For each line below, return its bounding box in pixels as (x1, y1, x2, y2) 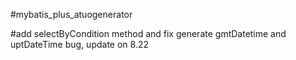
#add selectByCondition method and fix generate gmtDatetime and (10, 28, 287, 39)
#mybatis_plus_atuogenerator (10, 9, 133, 20)
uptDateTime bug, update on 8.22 (10, 39, 149, 50)
